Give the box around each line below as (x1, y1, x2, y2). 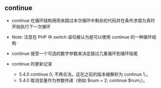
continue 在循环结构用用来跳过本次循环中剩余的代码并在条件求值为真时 (11, 17, 155, 23)
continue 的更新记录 (11, 61, 52, 66)
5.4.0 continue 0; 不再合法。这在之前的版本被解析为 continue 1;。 (19, 71, 150, 77)
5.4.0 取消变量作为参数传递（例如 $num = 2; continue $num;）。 (19, 77, 148, 83)
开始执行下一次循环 (11, 23, 51, 29)
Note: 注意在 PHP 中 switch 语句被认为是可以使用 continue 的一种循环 (11, 34, 152, 40)
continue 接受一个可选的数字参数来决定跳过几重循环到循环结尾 (11, 50, 138, 56)
